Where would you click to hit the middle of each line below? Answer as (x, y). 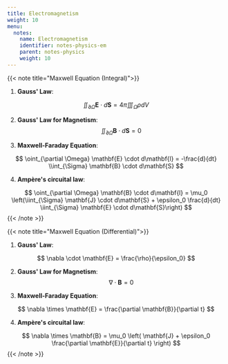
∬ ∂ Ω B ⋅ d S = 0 (121, 131)
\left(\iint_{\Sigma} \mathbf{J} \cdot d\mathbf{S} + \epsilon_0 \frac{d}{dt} (116, 200)
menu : (15, 26)
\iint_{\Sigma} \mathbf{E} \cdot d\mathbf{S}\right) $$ (116, 208)
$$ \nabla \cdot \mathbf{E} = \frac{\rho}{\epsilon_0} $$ (116, 259)
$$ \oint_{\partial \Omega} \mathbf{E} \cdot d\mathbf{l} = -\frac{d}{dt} (116, 159)
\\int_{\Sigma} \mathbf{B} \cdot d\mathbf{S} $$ (116, 166)
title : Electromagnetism (43, 13)
